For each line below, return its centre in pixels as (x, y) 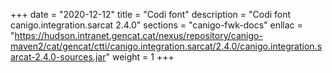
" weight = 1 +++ (140, 57)
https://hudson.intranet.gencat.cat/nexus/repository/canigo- (138, 35)
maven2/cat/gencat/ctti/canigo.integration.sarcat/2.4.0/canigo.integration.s (166, 46)
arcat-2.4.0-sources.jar (58, 57)
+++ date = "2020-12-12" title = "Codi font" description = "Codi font (151, 14)
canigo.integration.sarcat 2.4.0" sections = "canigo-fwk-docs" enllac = (156, 25)
